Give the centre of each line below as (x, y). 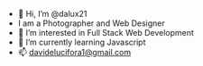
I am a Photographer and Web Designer (91, 23)
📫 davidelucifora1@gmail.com (74, 52)
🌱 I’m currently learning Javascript (82, 42)
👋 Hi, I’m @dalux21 (52, 14)
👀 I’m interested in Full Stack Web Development (106, 33)
